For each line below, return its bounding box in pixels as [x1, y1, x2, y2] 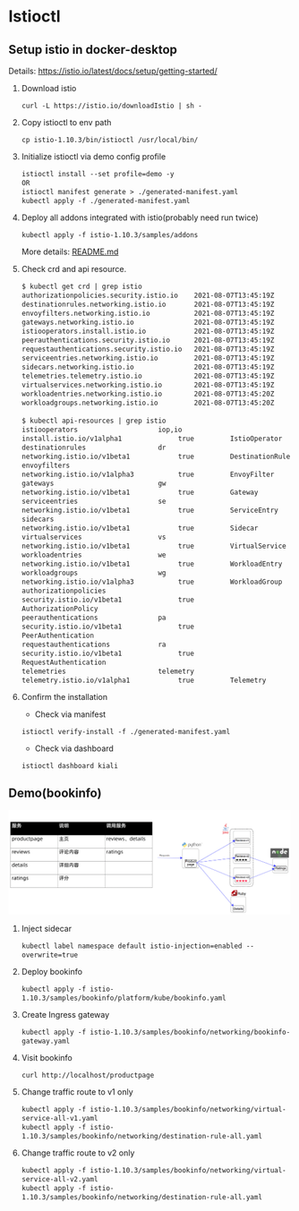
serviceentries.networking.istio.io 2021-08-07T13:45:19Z [21, 354, 275, 362]
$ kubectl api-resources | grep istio [21, 416, 167, 425]
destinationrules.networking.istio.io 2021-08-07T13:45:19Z [21, 300, 275, 309]
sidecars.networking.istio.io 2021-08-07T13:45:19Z [21, 362, 275, 371]
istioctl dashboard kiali [21, 762, 118, 771]
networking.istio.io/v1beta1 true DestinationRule [21, 452, 291, 461]
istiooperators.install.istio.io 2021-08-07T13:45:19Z [21, 327, 275, 336]
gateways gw [21, 479, 167, 488]
